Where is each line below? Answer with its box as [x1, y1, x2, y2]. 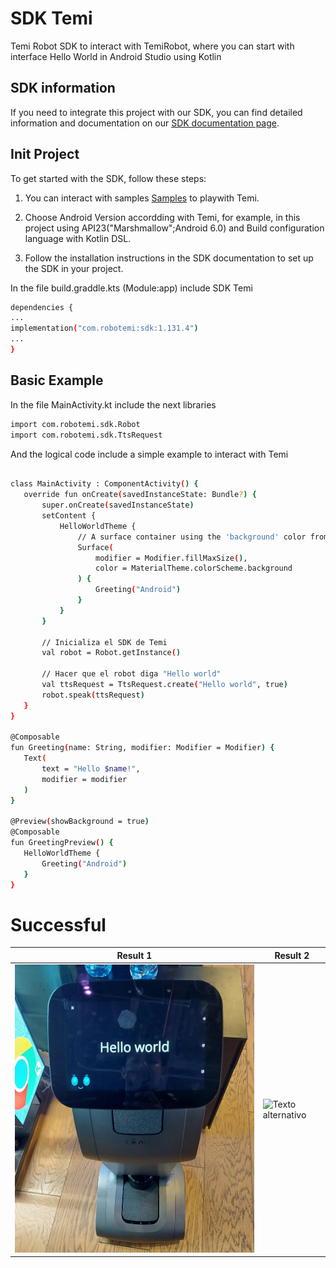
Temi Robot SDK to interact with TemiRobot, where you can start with [10, 40, 295, 52]
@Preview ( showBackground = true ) [10, 817, 150, 827]
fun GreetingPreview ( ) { [10, 838, 114, 848]
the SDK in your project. [24, 262, 124, 274]
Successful [10, 913, 107, 936]
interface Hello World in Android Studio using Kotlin [10, 50, 222, 62]
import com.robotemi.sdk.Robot [10, 419, 141, 429]
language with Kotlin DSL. [24, 232, 132, 244]
